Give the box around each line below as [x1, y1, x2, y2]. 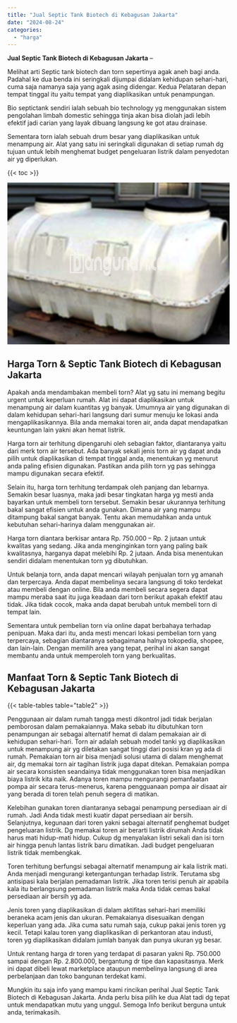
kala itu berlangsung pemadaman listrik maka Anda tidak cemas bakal [7, 885, 210, 893]
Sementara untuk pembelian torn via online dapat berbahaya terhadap [7, 621, 212, 629]
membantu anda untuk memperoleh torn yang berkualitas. [7, 651, 176, 660]
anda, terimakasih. [7, 1008, 61, 1017]
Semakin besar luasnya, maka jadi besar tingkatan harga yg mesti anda [7, 490, 214, 499]
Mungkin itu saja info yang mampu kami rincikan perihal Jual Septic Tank [7, 986, 219, 994]
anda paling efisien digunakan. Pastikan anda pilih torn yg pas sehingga [7, 461, 216, 470]
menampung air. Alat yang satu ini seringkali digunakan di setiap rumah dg [7, 140, 224, 148]
